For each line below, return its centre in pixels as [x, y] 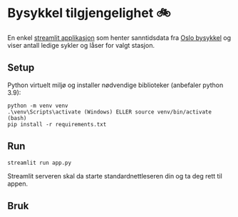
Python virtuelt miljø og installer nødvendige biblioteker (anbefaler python [115, 85]
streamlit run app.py [40, 163]
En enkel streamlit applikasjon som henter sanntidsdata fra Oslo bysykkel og [119, 37]
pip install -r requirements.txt [57, 124]
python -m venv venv [38, 106]
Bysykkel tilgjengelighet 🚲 [89, 13]
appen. [18, 183]
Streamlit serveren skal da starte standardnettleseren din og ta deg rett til [115, 176]
